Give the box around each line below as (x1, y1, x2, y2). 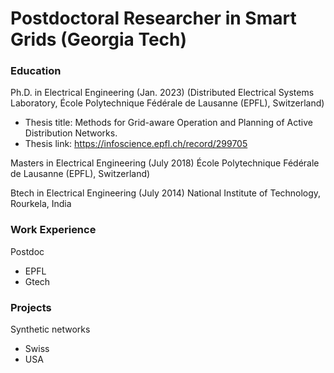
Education (10, 64, 62, 78)
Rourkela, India (10, 198, 72, 210)
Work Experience (10, 223, 97, 237)
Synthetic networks (10, 323, 91, 336)
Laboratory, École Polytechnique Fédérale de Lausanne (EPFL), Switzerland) (10, 97, 325, 109)
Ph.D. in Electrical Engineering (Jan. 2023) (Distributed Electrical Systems (10, 87, 315, 99)
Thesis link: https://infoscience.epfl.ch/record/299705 (24, 138, 248, 150)
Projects (10, 300, 52, 314)
